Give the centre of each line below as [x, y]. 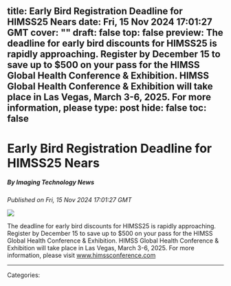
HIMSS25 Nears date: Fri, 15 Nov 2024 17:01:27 [110, 22]
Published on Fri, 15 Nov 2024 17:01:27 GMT [69, 199]
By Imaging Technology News [51, 182]
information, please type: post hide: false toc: [107, 108]
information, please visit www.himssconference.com [81, 255]
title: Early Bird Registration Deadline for [95, 11]
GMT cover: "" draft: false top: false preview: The [115, 33]
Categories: [24, 275]
